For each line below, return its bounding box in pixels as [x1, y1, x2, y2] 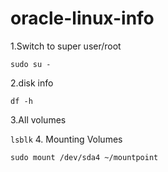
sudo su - [10, 59, 52, 69]
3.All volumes [10, 113, 67, 126]
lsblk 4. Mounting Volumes [10, 133, 123, 145]
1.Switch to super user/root [10, 40, 122, 52]
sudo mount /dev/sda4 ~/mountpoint [10, 152, 159, 162]
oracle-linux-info [10, 7, 155, 30]
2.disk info [10, 77, 54, 89]
